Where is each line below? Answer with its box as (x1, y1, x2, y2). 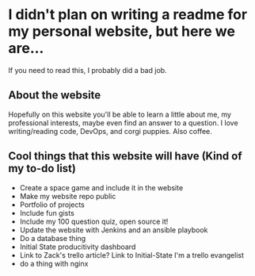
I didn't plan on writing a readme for (8, 6, 248, 24)
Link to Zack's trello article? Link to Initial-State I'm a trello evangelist (19, 250, 244, 259)
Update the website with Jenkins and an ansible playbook (19, 224, 208, 235)
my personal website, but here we (8, 22, 236, 40)
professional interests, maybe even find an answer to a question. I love (8, 117, 239, 128)
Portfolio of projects (19, 200, 85, 209)
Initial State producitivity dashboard (19, 242, 136, 251)
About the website (8, 89, 101, 102)
